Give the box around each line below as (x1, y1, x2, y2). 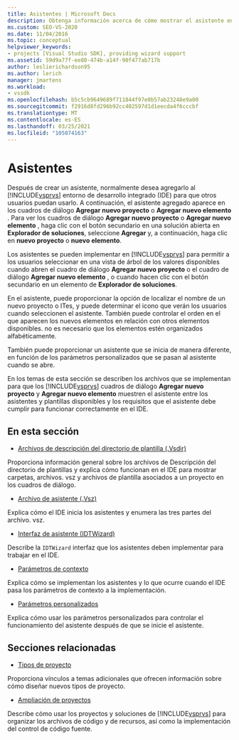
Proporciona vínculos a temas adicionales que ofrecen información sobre (7, 674, 222, 682)
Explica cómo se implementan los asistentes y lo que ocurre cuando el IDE (7, 579, 225, 587)
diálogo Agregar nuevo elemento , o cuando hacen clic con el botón (7, 273, 208, 281)
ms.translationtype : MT (7, 109, 78, 117)
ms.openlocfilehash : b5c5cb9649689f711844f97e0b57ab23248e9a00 (7, 97, 199, 104)
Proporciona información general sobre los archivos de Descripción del (7, 458, 216, 466)
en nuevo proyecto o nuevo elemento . (7, 236, 122, 245)
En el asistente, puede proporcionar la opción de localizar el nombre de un (7, 294, 225, 303)
